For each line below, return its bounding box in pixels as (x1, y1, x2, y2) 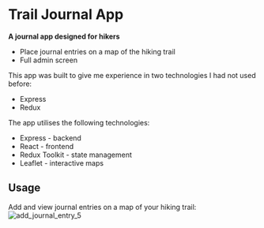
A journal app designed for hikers (8, 32, 120, 41)
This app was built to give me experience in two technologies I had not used (8, 70, 256, 80)
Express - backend (19, 133, 81, 143)
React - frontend (19, 141, 74, 151)
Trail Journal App (8, 6, 124, 24)
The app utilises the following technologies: (8, 118, 150, 127)
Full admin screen (19, 55, 77, 65)
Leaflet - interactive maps (19, 158, 104, 167)
